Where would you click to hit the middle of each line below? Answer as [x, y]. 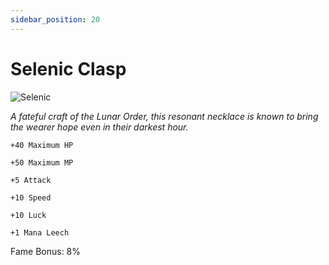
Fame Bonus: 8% [46, 251]
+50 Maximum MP [42, 162]
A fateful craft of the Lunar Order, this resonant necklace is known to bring [164, 116]
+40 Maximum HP [42, 145]
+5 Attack [31, 180]
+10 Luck [28, 215]
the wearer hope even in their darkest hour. [99, 127]
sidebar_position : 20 [55, 19]
